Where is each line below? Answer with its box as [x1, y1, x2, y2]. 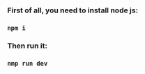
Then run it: [7, 41, 47, 50]
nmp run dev [7, 59, 48, 67]
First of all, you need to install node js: [7, 6, 138, 15]
